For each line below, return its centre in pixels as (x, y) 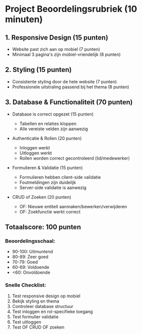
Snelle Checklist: (26, 285)
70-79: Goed (25, 262)
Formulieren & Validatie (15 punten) (47, 167)
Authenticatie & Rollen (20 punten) (47, 138)
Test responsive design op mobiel (46, 296)
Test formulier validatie (35, 316)
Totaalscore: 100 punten (43, 227)
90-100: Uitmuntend (32, 252)
